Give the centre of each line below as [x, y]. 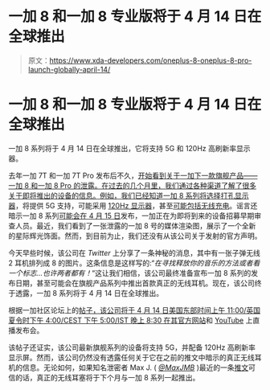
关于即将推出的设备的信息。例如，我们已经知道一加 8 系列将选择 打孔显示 [129, 195]
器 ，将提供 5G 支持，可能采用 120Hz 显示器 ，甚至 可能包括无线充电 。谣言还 [133, 205]
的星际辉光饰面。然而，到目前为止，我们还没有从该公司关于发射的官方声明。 [135, 236]
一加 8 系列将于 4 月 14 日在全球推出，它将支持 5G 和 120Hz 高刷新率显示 [129, 148]
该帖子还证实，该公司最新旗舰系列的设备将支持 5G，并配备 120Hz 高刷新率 [132, 347]
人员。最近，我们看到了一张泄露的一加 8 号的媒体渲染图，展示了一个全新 [135, 225]
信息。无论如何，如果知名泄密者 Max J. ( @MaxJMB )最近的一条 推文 [135, 367]
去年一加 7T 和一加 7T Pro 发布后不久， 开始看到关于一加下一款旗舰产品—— [133, 175]
